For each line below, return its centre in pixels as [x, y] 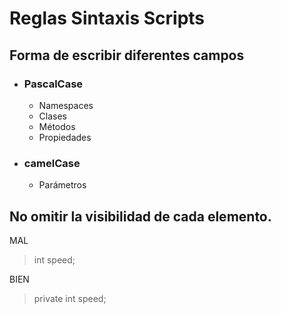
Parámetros [62, 185]
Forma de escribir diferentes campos [127, 55]
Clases [53, 116]
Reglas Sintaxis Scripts [107, 18]
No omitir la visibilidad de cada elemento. [140, 216]
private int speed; [70, 298]
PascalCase [53, 84]
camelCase [52, 163]
